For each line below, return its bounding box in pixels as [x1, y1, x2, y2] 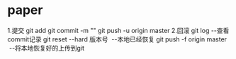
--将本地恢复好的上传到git [9, 44, 85, 52]
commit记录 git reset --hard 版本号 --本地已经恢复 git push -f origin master [7, 34, 227, 44]
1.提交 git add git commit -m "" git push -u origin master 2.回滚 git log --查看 [7, 26, 230, 34]
